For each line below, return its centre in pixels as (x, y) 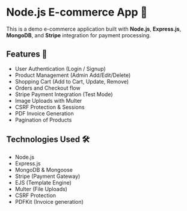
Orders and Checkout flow (48, 88)
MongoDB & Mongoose (44, 170)
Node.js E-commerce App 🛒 (77, 12)
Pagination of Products (43, 120)
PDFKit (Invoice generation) (49, 201)
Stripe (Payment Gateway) (48, 176)
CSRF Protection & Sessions (50, 107)
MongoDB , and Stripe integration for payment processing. (79, 35)
